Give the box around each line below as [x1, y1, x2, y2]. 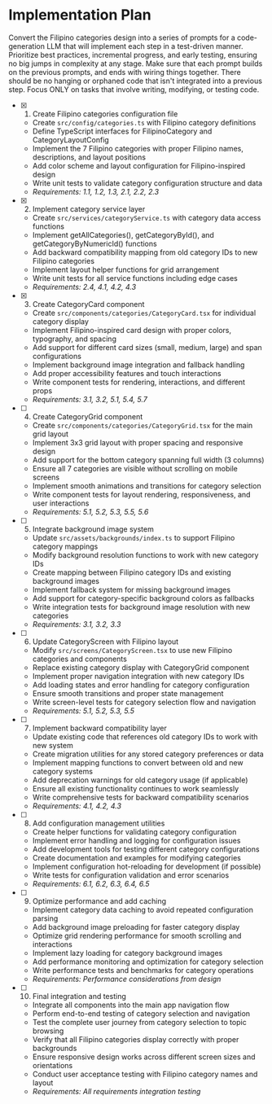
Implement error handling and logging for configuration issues [32, 835, 241, 845]
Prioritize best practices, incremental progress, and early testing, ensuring [8, 50, 258, 59]
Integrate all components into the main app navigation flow [32, 1000, 230, 1010]
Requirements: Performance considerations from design [32, 974, 222, 984]
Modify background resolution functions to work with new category [32, 550, 259, 559]
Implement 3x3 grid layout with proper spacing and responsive [32, 437, 243, 447]
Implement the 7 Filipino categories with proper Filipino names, [32, 143, 244, 153]
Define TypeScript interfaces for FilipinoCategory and [32, 126, 213, 136]
